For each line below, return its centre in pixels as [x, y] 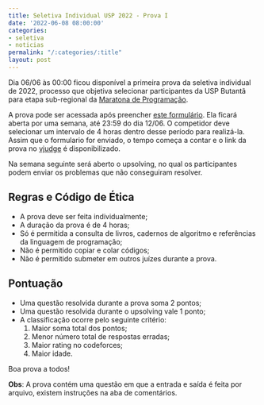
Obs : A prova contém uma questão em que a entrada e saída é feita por [125, 384]
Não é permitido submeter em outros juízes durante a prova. [118, 258]
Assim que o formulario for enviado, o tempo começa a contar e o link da [128, 140]
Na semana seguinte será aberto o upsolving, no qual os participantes [123, 164]
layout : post [30, 60]
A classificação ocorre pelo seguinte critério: [93, 319]
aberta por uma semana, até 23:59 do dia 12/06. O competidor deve [119, 123]
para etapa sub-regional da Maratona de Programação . [98, 99]
